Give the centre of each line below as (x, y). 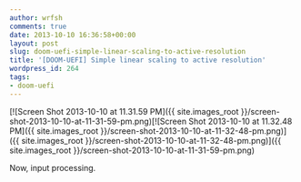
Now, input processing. (53, 167)
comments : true (38, 26)
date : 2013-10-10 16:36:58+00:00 (73, 35)
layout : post (34, 43)
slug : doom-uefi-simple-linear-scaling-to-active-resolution (128, 52)
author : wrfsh (36, 18)
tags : (20, 77)
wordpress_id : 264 (44, 69)
